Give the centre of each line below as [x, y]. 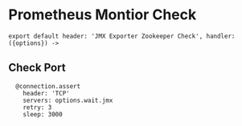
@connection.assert [48, 86]
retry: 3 [37, 107]
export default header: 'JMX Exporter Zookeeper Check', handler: [122, 36]
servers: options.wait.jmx [68, 100]
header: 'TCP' [46, 93]
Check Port [37, 68]
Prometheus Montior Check [103, 15]
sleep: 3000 [43, 114]
